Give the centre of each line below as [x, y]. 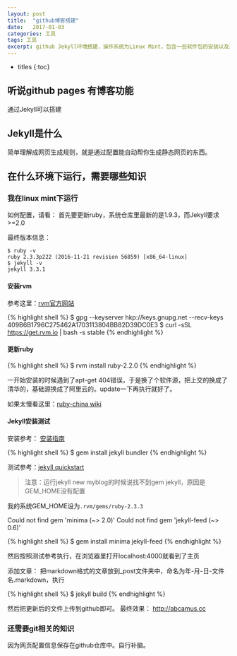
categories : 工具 [32, 34]
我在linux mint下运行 [43, 198]
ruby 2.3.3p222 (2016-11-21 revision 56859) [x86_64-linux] [98, 257]
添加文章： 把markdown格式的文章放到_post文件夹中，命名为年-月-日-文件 [116, 570]
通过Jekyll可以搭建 [35, 109]
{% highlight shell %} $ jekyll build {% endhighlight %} [86, 594]
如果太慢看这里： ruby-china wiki [55, 404]
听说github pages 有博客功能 [71, 91]
